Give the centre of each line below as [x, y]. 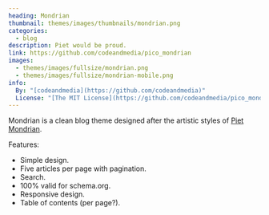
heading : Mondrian [39, 16]
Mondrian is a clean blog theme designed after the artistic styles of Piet [126, 120]
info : [17, 83]
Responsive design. [52, 194]
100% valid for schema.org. [65, 186]
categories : [28, 30]
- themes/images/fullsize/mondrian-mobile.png [94, 75]
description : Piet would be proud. [68, 46]
